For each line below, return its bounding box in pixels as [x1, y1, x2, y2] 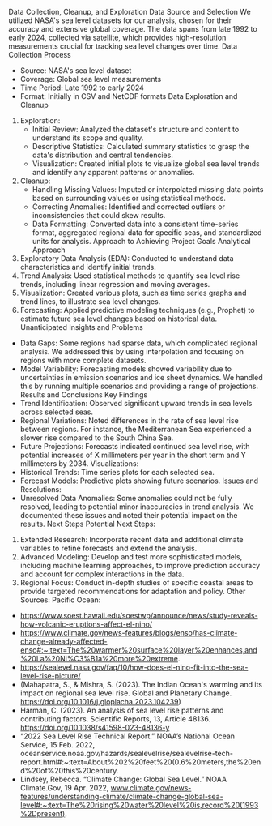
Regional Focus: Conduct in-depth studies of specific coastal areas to [19, 578, 253, 587]
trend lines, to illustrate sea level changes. [19, 297, 161, 306]
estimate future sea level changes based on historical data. [19, 314, 218, 323]
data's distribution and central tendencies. [32, 150, 174, 160]
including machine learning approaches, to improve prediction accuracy [19, 561, 261, 570]
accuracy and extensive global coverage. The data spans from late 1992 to [8, 24, 257, 33]
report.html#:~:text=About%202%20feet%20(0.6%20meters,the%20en [19, 757, 261, 767]
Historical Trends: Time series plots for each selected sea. [19, 468, 215, 477]
